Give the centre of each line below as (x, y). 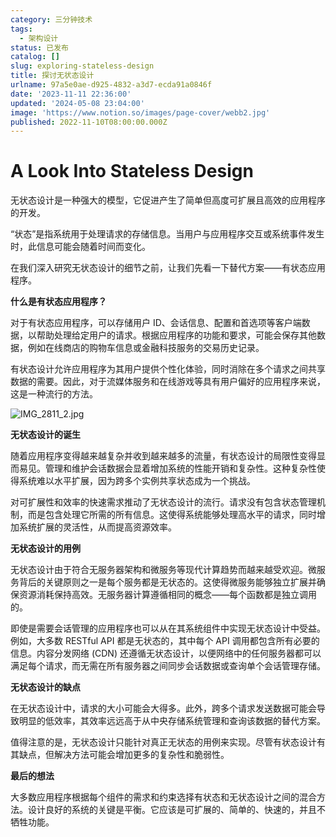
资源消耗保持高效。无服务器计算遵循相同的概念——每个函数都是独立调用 (167, 595)
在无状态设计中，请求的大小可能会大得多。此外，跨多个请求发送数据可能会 (163, 708)
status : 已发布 (39, 47)
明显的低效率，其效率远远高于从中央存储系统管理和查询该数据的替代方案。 (172, 721)
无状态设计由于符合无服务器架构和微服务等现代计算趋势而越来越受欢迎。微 (163, 570)
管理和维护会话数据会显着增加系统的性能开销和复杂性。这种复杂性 (180, 468)
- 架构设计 (39, 38)
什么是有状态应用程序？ (58, 302)
